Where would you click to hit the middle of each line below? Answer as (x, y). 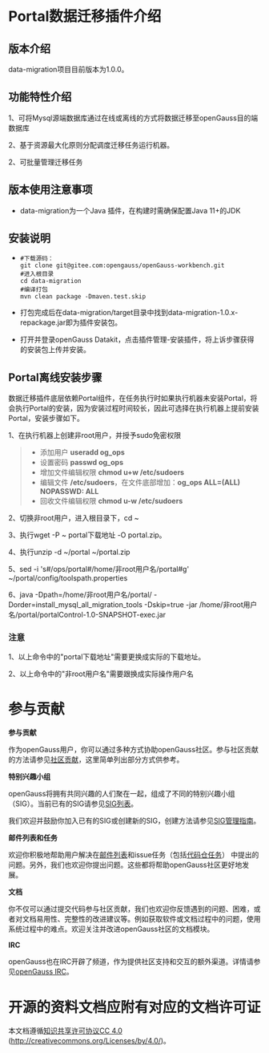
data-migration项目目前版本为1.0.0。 (68, 69)
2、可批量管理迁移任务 (46, 162)
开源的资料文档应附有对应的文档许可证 (135, 1007)
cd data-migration (50, 281)
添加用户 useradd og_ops (82, 452)
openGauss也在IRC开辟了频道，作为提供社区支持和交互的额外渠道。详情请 (131, 962)
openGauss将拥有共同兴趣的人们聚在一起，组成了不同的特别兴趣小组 (122, 794)
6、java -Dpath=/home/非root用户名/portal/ (80, 595)
